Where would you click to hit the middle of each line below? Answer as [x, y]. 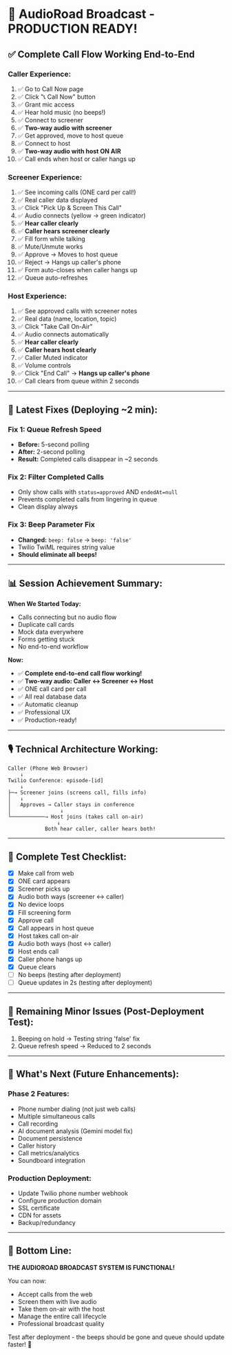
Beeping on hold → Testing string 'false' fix [79, 1039]
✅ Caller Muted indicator [53, 358]
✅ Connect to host [44, 143]
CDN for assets [39, 1215]
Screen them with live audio [57, 1301]
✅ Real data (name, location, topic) [67, 319]
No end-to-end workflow [53, 646]
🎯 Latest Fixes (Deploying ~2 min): [83, 409]
